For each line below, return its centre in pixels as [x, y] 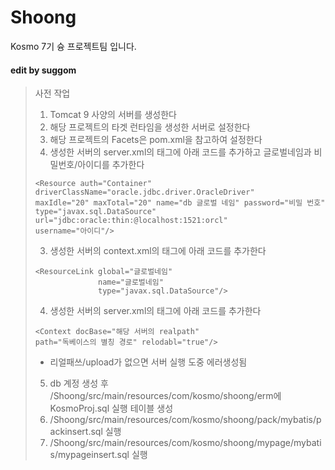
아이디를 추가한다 [111, 165]
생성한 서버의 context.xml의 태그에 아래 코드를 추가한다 [158, 251]
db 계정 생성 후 [79, 383]
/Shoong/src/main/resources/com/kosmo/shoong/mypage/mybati [185, 443]
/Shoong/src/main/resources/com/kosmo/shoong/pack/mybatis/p [185, 420]
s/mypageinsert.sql [89, 455]
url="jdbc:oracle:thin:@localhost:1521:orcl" [131, 221]
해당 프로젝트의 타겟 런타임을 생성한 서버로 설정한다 [150, 127]
